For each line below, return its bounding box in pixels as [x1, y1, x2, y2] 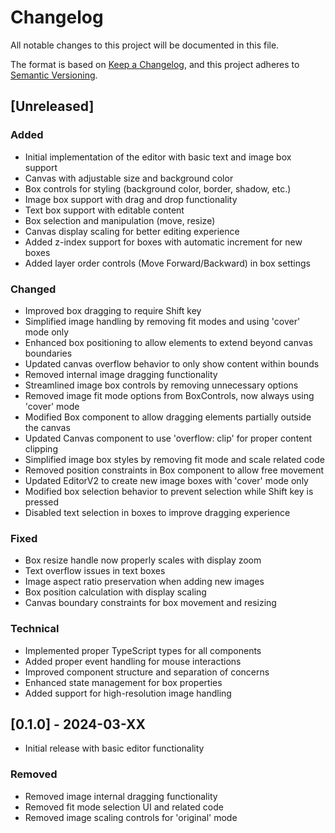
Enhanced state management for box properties [24, 676, 223, 688]
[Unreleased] [10, 98, 95, 115]
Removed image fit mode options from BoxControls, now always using [24, 389, 315, 401]
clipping [24, 442, 58, 455]
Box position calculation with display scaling [24, 586, 207, 598]
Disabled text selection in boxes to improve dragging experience [24, 506, 291, 518]
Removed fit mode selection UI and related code [24, 801, 224, 813]
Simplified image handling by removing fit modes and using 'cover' [24, 315, 301, 327]
